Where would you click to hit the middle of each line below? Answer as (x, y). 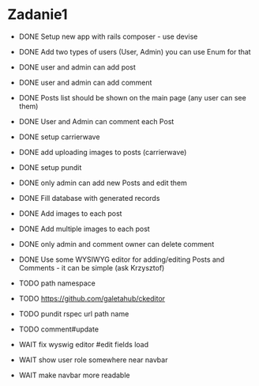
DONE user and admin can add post (77, 67)
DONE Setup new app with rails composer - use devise (108, 36)
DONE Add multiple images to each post (84, 229)
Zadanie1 (38, 15)
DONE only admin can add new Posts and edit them (103, 183)
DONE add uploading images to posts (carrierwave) (103, 152)
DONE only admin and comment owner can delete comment (116, 244)
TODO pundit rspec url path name (74, 313)
